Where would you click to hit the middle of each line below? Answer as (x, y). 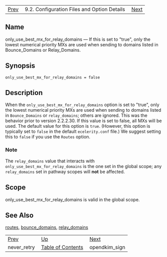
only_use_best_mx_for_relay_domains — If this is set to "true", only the (78, 39)
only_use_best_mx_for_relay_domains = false (53, 77)
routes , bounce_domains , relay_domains (47, 227)
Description (24, 93)
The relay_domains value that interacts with (50, 161)
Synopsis (20, 66)
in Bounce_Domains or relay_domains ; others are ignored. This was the (76, 116)
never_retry (21, 247)
